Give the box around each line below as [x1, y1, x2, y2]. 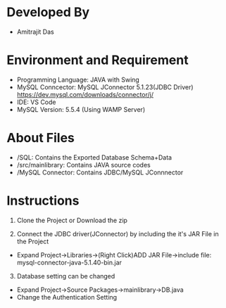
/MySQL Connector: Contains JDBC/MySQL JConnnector [16, 168, 184, 177]
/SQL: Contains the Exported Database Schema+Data [16, 153, 172, 162]
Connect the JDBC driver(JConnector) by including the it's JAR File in [16, 229, 219, 238]
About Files [6, 130, 75, 146]
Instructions [6, 193, 80, 208]
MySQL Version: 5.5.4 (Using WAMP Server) [16, 105, 146, 113]
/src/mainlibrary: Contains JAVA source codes [16, 160, 151, 169]
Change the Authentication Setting [16, 293, 118, 301]
